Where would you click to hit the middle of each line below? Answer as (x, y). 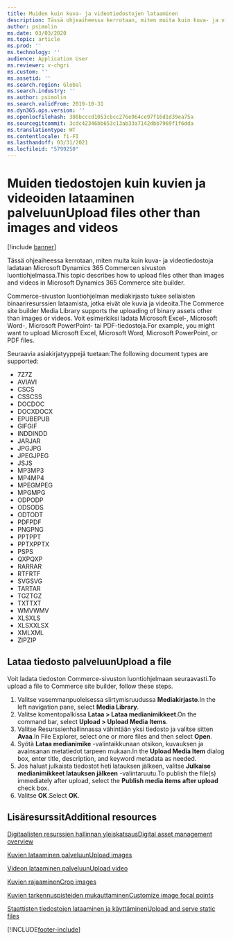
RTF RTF (29, 573)
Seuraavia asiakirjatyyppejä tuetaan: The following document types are (108, 353)
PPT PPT (29, 537)
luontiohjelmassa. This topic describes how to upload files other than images (116, 275)
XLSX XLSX (33, 625)
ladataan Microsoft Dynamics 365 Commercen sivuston (87, 267)
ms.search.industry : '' (42, 91)
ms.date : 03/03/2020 (37, 33)
